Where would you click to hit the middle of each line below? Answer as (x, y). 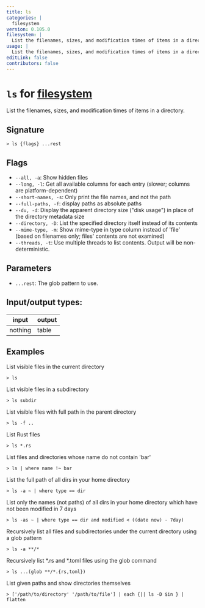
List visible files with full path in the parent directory (71, 412)
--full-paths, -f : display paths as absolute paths (78, 203)
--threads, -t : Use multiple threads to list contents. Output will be (99, 243)
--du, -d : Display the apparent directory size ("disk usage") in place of (104, 210)
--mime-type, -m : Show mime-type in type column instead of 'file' (98, 230)
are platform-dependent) (46, 191)
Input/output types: (45, 302)
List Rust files (23, 434)
